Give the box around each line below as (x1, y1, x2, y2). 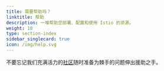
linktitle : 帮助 (6, 14, 44, 20)
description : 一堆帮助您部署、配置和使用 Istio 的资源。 (6, 20, 134, 25)
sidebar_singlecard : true (6, 36, 70, 42)
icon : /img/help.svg (6, 42, 57, 48)
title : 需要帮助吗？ (6, 8, 51, 15)
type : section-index (6, 31, 57, 37)
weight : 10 (6, 25, 33, 31)
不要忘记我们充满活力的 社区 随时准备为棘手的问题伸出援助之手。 (6, 59, 161, 66)
